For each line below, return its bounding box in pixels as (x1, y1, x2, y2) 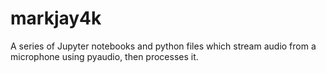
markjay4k (10, 7, 102, 30)
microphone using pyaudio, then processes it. (10, 50, 199, 62)
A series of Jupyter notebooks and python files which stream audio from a (10, 40, 317, 52)
